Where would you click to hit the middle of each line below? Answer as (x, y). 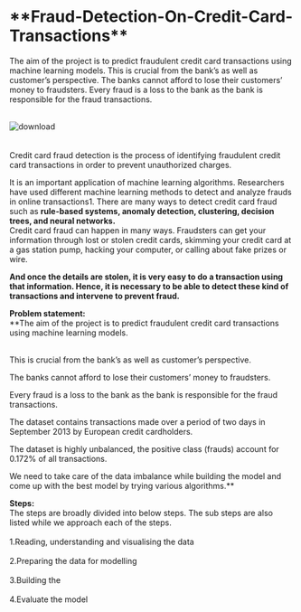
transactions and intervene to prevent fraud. (94, 296)
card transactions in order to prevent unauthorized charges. (121, 165)
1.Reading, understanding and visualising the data (102, 541)
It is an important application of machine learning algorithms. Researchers (147, 182)
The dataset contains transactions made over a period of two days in (137, 421)
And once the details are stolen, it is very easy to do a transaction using (146, 277)
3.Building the (35, 579)
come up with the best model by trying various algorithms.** (122, 485)
